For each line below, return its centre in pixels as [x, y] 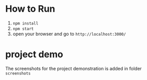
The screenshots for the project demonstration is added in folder [73, 68]
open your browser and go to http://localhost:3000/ [69, 34]
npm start [23, 29]
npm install [25, 23]
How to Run [30, 9]
